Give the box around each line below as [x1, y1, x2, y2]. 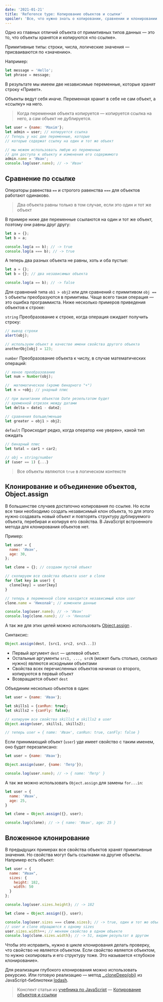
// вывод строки [5, 328, 38, 333]
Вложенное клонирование [5, 834, 90, 842]
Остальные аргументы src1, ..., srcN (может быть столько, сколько [12, 656, 158, 661]
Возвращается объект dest [12, 676, 68, 682]
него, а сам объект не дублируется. [16, 116, 92, 121]
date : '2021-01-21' [5, 7, 45, 12]
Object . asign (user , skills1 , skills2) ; [5, 721, 86, 726]
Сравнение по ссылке [5, 174, 76, 183]
